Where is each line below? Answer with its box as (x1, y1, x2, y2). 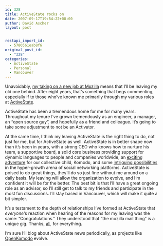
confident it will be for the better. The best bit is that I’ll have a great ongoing (5, 180, 158, 186)
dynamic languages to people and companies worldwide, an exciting (5, 154, 143, 160)
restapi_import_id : (5, 39, 45, 43)
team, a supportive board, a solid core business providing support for (5, 149, 145, 155)
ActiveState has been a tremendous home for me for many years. (5, 108, 136, 115)
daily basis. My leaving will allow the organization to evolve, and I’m (5, 175, 140, 181)
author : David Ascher (5, 20, 49, 26)
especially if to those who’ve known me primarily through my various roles (5, 94, 154, 100)
